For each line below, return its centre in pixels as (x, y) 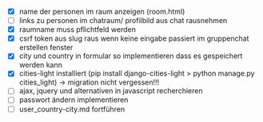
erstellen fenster (46, 48)
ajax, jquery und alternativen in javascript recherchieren (111, 91)
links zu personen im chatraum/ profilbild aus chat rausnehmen (123, 21)
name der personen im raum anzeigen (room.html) (102, 12)
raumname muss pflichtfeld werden (78, 30)
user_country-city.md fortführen (72, 109)
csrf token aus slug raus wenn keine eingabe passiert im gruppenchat (134, 38)
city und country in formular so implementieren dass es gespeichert (131, 56)
